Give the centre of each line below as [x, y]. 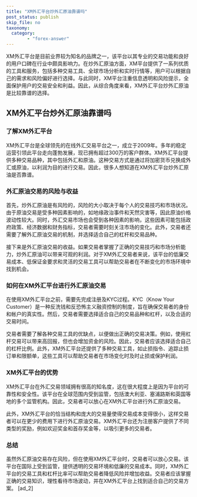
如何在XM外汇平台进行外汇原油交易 [56, 285]
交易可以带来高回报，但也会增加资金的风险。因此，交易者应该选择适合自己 [101, 342]
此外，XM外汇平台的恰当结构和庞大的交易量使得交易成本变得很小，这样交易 [98, 414]
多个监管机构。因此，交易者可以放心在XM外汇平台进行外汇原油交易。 [100, 401]
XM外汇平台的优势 [32, 373]
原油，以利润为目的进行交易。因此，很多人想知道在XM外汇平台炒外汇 [100, 167]
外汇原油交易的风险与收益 [42, 191]
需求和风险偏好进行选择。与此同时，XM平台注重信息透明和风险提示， [100, 78]
